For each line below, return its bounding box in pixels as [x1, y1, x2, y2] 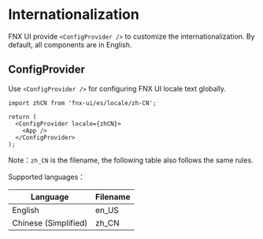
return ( [8, 113, 37, 121]
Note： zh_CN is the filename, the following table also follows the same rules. [8, 155, 254, 165]
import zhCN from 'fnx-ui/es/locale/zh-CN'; [8, 99, 157, 107]
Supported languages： [8, 172, 85, 181]
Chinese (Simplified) [12, 217, 88, 228]
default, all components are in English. [8, 39, 132, 49]
